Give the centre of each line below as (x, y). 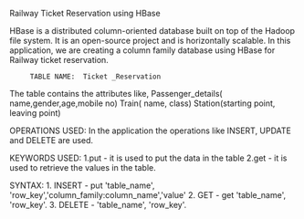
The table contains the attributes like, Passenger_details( (116, 94)
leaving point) (35, 113)
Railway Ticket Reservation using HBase (85, 13)
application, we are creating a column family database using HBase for (142, 50)
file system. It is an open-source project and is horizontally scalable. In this (150, 41)
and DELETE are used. (52, 140)
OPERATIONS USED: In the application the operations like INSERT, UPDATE (151, 130)
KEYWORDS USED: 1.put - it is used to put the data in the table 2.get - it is (148, 158)
